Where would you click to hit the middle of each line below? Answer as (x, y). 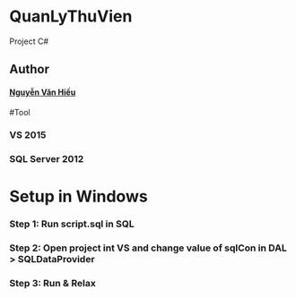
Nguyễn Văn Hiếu (43, 92)
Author (29, 69)
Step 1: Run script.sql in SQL (72, 224)
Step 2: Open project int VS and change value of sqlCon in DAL (148, 248)
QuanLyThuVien (71, 17)
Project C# (29, 41)
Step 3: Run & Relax (52, 284)
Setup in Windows (78, 196)
